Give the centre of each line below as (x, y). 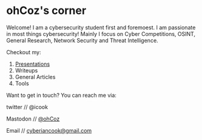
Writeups (26, 70)
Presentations (32, 64)
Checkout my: (24, 52)
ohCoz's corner (46, 11)
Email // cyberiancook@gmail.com (49, 130)
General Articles (35, 77)
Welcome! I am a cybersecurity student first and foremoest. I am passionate (101, 27)
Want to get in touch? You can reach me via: (62, 95)
